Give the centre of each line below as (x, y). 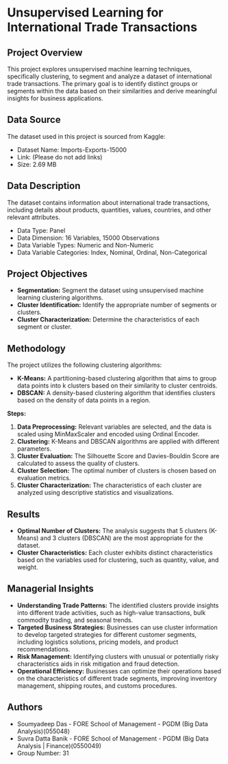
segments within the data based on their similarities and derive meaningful (112, 91)
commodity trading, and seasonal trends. (75, 620)
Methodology (37, 348)
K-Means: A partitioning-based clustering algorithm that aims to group (117, 379)
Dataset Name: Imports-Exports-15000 (72, 150)
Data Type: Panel (41, 230)
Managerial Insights (51, 589)
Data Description (44, 186)
